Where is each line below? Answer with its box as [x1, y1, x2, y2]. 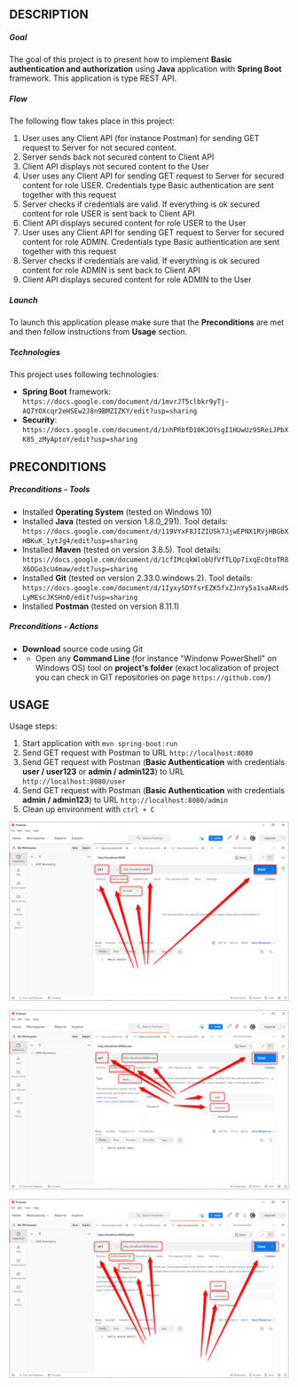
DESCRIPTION [9, 7, 89, 22]
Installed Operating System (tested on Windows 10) [21, 506, 213, 517]
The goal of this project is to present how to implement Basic [9, 54, 232, 65]
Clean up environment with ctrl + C [21, 804, 155, 815]
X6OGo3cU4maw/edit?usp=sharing [21, 564, 138, 573]
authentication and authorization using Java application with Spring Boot [9, 64, 282, 75]
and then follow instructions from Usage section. [9, 327, 188, 337]
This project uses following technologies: [9, 369, 160, 380]
